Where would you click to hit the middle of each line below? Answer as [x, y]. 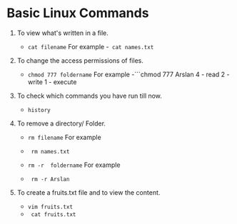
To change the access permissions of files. [80, 60]
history [39, 110]
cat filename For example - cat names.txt [91, 46]
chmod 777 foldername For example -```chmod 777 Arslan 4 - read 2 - [128, 74]
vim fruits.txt [50, 207]
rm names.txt [50, 151]
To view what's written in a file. [62, 33]
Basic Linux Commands [78, 13]
